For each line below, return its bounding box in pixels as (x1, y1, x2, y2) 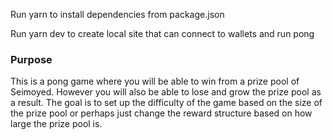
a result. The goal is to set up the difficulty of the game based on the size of (10, 97, 323, 109)
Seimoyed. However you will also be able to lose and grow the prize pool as (10, 86, 322, 98)
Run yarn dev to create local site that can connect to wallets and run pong (10, 28, 315, 39)
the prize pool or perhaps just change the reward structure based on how (10, 107, 313, 119)
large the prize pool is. (10, 118, 103, 130)
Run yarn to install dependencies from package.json (10, 9, 225, 20)
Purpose (10, 52, 53, 66)
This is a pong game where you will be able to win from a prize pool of (10, 75, 300, 88)
